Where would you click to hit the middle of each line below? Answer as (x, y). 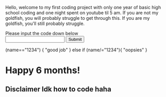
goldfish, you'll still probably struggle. (45, 23)
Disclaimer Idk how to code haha (58, 89)
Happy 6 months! (43, 70)
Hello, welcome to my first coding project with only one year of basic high (83, 7)
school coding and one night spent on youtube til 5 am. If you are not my (82, 13)
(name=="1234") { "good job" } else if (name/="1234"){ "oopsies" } (76, 50)
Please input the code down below (42, 33)
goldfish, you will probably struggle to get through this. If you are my (78, 18)
